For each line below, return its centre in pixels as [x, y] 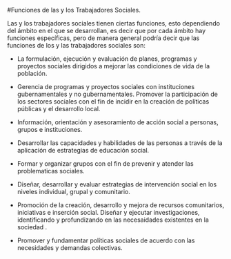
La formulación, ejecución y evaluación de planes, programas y [107, 59]
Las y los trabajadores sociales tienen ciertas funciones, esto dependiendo [114, 23]
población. [32, 73]
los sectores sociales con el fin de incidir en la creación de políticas [113, 102]
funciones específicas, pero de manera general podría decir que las [103, 38]
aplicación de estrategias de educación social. [83, 150]
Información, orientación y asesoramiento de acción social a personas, [118, 122]
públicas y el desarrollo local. [59, 109]
